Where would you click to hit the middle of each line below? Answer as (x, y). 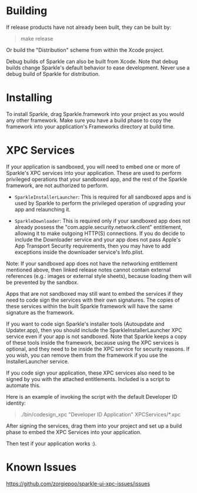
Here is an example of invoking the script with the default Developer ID (92, 396)
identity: (16, 403)
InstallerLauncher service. (38, 361)
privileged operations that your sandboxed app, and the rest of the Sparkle (96, 179)
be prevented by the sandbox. (42, 282)
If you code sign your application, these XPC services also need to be (91, 373)
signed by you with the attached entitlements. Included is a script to (88, 379)
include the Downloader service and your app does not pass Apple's (98, 239)
